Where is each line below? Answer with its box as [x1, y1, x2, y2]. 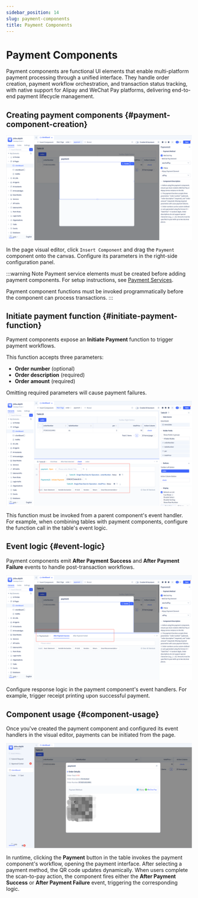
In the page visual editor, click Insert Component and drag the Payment [6, 246, 175, 253]
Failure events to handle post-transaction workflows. [6, 563, 135, 570]
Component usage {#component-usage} [6, 709, 159, 719]
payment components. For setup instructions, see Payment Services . [6, 276, 174, 283]
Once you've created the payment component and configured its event [6, 725, 179, 732]
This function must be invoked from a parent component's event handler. [6, 511, 183, 518]
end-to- [171, 86, 191, 94]
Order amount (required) [14, 378, 75, 385]
